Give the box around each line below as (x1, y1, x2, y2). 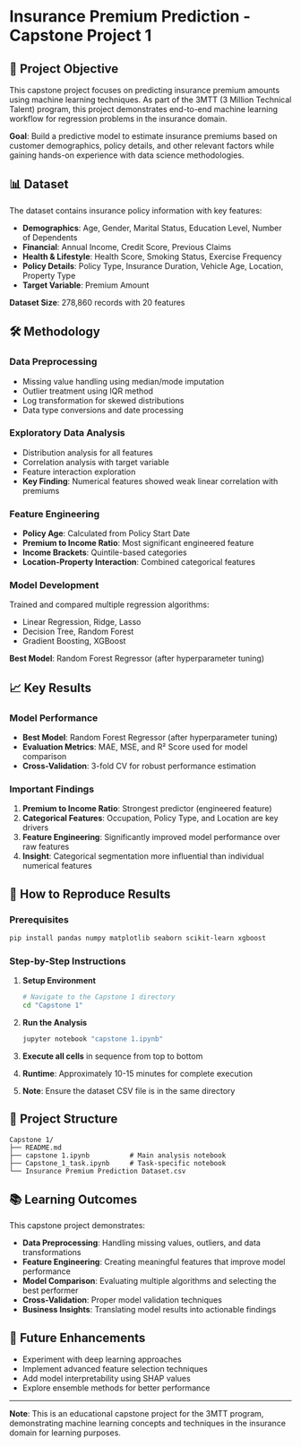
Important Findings (9, 783, 95, 795)
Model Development (9, 579, 99, 592)
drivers (21, 822, 49, 833)
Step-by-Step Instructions (9, 955, 126, 967)
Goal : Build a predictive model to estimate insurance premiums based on (9, 131, 278, 141)
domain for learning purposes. (9, 1427, 121, 1438)
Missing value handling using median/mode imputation (21, 376, 225, 386)
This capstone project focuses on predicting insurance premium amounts (9, 85, 280, 95)
